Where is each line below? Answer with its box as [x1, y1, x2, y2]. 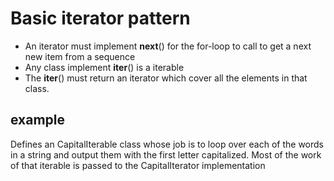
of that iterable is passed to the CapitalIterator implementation [10, 159, 266, 171]
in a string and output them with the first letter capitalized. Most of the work [10, 148, 322, 161]
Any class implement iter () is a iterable [24, 61, 185, 73]
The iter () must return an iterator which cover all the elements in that [24, 72, 308, 84]
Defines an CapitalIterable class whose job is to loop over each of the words [10, 138, 324, 150]
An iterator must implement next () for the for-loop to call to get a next [24, 40, 312, 52]
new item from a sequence [24, 50, 136, 62]
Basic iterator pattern [10, 7, 191, 30]
